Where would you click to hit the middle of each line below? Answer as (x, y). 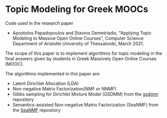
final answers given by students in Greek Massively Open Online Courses (81, 58)
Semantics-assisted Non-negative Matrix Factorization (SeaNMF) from (86, 104)
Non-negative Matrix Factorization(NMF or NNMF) (64, 88)
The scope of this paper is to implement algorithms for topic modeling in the (84, 53)
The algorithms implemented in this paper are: (53, 73)
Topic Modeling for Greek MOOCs (77, 9)
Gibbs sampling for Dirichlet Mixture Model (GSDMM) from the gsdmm (85, 94)
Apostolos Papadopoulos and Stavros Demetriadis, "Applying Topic (82, 33)
